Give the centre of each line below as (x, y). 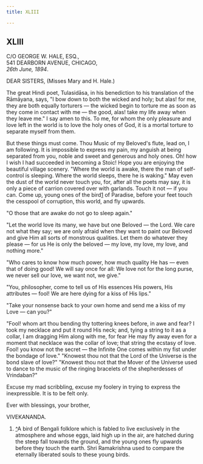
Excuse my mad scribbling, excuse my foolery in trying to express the (93, 387)
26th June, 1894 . (27, 69)
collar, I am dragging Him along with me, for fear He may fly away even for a (101, 336)
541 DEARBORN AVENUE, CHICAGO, (52, 63)
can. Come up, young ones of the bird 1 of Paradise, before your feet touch (99, 195)
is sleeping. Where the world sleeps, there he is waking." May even (109, 176)
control (15, 176)
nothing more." (25, 251)
